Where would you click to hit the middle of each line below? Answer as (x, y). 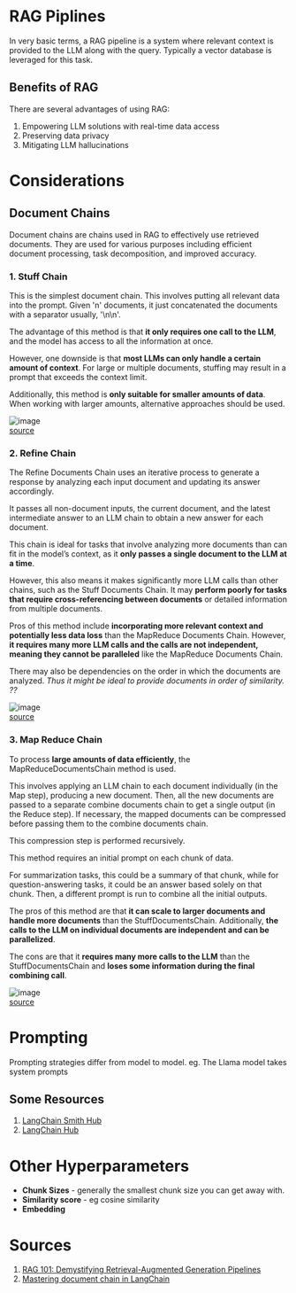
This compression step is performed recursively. (97, 840)
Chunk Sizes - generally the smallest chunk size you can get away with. (153, 1190)
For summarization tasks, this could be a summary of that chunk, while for (144, 875)
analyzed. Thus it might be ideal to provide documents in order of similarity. (147, 681)
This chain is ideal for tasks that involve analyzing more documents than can (148, 545)
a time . (22, 564)
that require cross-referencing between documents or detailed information (148, 599)
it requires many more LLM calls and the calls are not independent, (134, 645)
